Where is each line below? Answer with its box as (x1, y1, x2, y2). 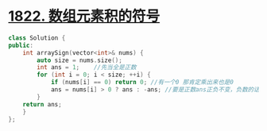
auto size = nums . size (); (37, 56, 123, 64)
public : (8, 41, 34, 49)
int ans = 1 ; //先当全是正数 (37, 64, 137, 71)
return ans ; (22, 100, 62, 108)
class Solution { (8, 33, 66, 42)
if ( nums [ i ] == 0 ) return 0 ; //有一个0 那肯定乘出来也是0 (50, 79, 234, 87)
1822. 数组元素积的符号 (8, 7, 161, 25)
